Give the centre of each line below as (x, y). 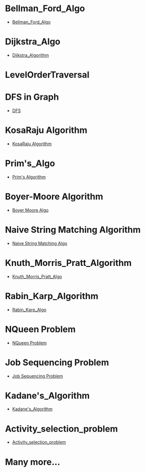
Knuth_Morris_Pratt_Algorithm (68, 263)
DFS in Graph (32, 97)
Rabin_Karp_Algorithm (52, 296)
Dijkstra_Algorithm (30, 55)
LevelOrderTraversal (47, 75)
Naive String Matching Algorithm (73, 230)
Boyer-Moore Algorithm (54, 197)
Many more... (33, 462)
